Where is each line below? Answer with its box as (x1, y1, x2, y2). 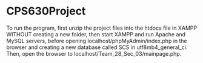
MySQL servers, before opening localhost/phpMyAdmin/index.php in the (6, 37, 188, 44)
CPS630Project (6, 4, 86, 18)
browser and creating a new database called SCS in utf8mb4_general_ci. (6, 44, 188, 51)
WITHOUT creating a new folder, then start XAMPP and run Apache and (6, 30, 186, 38)
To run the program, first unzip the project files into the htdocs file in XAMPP (6, 24, 198, 31)
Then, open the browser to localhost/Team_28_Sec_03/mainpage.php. (6, 50, 182, 57)
